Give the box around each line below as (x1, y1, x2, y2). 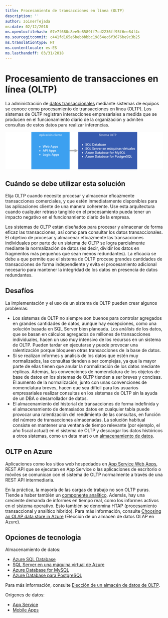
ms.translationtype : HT (5, 40, 55, 45)
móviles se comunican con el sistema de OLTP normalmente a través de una (5, 471, 163, 477)
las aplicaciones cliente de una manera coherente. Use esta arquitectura (5, 203, 155, 209)
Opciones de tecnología (5, 533, 81, 541)
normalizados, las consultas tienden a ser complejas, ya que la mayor (12, 358, 156, 364)
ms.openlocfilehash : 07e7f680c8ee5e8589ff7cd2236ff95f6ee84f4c (5, 29, 140, 35)
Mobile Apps (12, 607, 39, 613)
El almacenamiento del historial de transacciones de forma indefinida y (12, 400, 159, 406)
